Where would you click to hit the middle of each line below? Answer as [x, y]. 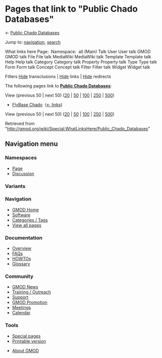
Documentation [24, 238]
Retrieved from [20, 123]
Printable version [29, 341]
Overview [22, 248]
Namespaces [21, 158]
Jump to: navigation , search [33, 42]
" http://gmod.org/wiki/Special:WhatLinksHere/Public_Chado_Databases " [78, 128]
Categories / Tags [30, 220]
